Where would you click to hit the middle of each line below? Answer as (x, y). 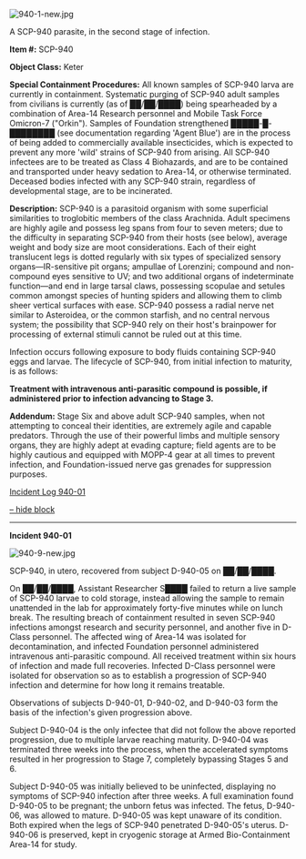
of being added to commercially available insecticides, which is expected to (151, 142)
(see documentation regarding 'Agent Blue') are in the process (174, 133)
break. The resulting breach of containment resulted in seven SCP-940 (143, 617)
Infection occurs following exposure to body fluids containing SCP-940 (143, 352)
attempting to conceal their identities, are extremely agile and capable (140, 426)
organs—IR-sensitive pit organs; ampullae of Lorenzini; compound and (142, 267)
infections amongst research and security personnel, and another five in (145, 627)
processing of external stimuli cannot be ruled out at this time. (126, 334)
